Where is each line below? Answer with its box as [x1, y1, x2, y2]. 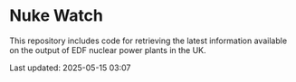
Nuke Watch [9, 5, 104, 26]
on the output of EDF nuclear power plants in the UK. [9, 44, 206, 55]
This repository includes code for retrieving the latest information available [9, 35, 288, 46]
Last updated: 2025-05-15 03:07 [9, 62, 131, 73]
